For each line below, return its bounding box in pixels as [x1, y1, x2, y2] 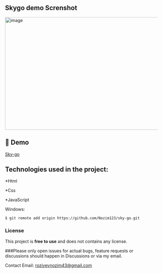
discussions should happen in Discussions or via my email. [5, 253, 123, 259]
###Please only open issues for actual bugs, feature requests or [5, 248, 133, 254]
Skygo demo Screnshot [5, 4, 78, 12]
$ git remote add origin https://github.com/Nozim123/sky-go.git [5, 216, 140, 221]
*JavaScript [5, 197, 30, 203]
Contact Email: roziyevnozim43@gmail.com [5, 262, 92, 268]
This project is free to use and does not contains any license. [5, 238, 128, 244]
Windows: [5, 206, 25, 212]
